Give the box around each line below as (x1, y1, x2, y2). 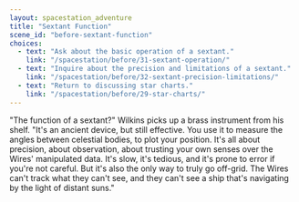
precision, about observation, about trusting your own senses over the (9, 143, 273, 155)
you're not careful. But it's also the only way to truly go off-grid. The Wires (9, 163, 289, 174)
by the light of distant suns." (9, 182, 116, 193)
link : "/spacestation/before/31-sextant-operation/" (26, 56, 231, 65)
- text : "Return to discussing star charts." (17, 81, 194, 90)
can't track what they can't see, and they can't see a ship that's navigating (9, 172, 290, 183)
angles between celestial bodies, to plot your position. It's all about (9, 134, 261, 145)
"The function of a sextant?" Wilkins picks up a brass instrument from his (9, 115, 284, 126)
